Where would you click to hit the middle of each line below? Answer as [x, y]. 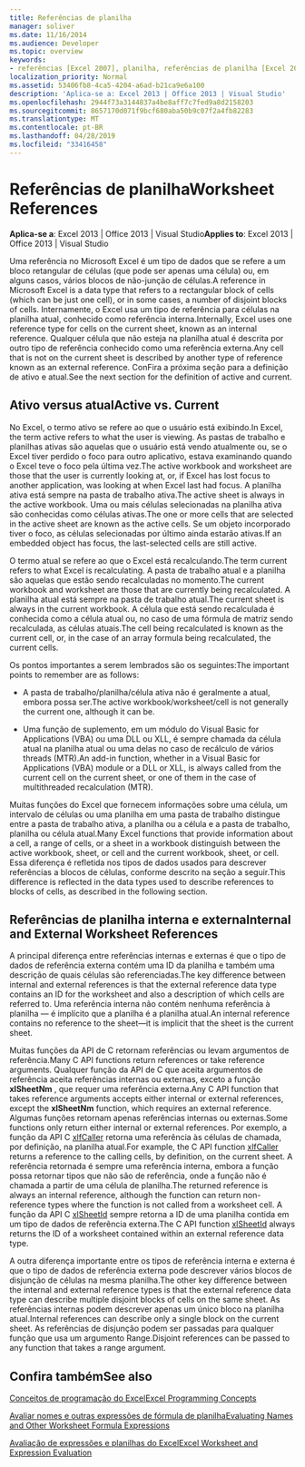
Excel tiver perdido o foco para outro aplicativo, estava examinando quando [151, 456]
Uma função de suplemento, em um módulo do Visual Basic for [141, 729]
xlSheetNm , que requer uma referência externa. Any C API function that [144, 1089]
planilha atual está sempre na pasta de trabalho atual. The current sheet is [147, 599]
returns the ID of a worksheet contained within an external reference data [147, 1234]
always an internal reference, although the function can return [125, 1196]
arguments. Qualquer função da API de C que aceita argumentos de [136, 1070]
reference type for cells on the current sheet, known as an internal [133, 329]
